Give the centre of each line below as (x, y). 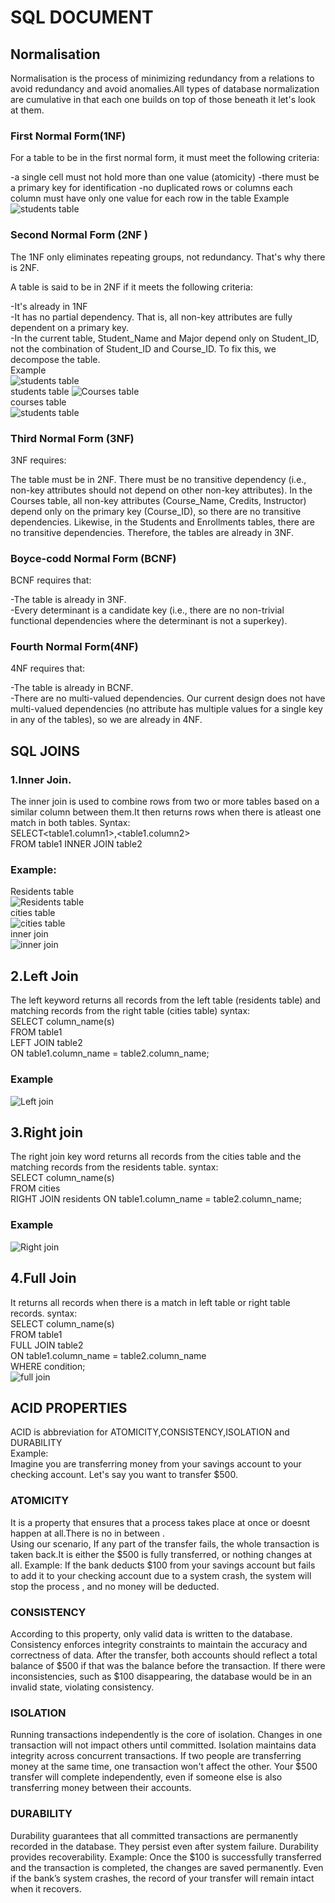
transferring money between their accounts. (101, 1788)
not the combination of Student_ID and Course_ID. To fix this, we (143, 348)
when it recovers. (46, 1888)
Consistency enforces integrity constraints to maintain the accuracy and (159, 1644)
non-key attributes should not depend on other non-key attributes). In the (161, 490)
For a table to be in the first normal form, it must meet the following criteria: (165, 158)
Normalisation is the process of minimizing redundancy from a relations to (162, 78)
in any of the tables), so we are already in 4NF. (106, 720)
